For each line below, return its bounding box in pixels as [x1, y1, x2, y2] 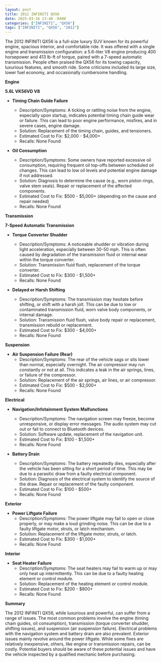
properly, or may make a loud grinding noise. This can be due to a [19, 521, 151, 527]
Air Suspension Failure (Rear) [12, 351, 73, 358]
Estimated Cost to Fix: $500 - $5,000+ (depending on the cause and [19, 193, 157, 199]
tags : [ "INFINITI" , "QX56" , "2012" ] [5, 25, 79, 30]
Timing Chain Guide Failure [12, 98, 68, 104]
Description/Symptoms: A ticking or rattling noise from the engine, [19, 107, 152, 113]
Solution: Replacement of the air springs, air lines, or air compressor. [19, 377, 157, 383]
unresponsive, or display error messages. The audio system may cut [19, 421, 157, 427]
